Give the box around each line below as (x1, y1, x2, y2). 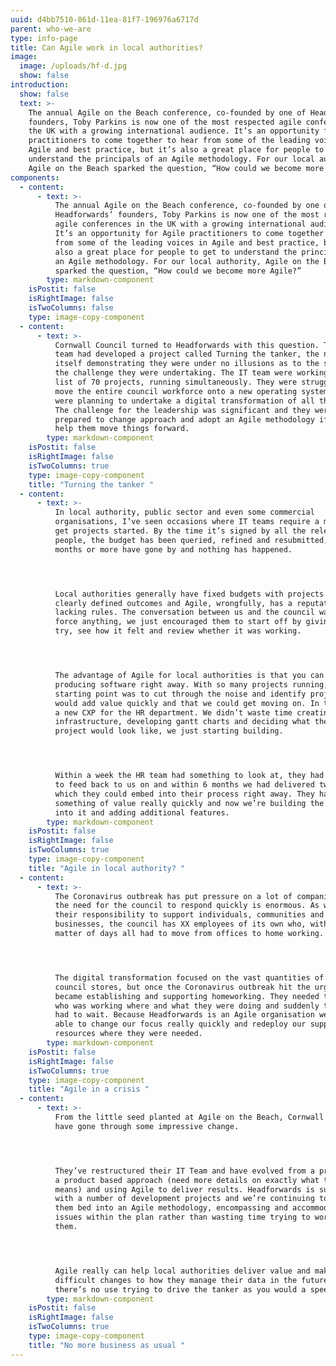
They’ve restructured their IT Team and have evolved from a (54, 1166, 315, 1176)
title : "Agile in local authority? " (28, 863, 186, 873)
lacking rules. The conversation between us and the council (54, 607, 315, 618)
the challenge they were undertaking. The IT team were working (54, 368, 329, 378)
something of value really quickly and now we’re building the (54, 798, 325, 808)
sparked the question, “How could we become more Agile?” (54, 266, 302, 276)
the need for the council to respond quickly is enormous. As (54, 901, 320, 911)
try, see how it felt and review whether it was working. (54, 626, 302, 636)
